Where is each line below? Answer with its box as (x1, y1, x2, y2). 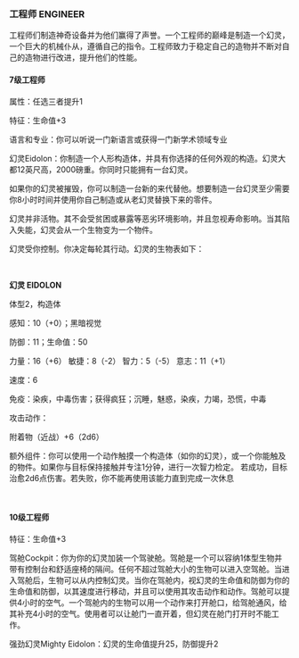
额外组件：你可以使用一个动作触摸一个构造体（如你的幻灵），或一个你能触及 (9, 450, 287, 461)
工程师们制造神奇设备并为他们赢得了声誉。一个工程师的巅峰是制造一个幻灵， (9, 29, 290, 41)
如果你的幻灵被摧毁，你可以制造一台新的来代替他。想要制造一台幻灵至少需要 (9, 183, 290, 194)
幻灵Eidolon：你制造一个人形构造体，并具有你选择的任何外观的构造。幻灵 (9, 153, 279, 163)
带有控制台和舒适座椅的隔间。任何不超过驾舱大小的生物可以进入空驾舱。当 (9, 563, 282, 574)
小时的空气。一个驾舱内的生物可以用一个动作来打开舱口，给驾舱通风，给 (21, 596, 287, 608)
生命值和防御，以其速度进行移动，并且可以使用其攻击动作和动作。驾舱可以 (9, 586, 282, 596)
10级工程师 (9, 512, 50, 523)
